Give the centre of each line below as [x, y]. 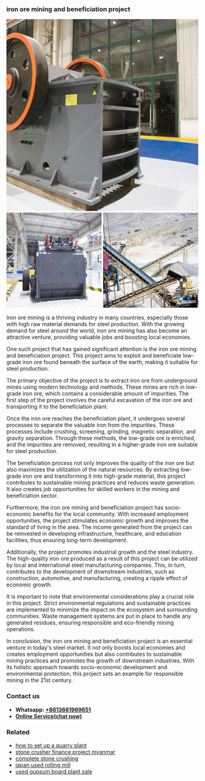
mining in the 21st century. [40, 680]
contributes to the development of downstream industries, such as [91, 572]
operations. [21, 629]
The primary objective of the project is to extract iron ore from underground [102, 381]
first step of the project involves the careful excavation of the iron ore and [99, 400]
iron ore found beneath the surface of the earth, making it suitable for [110, 362]
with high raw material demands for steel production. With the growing [96, 324]
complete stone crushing [47, 758]
